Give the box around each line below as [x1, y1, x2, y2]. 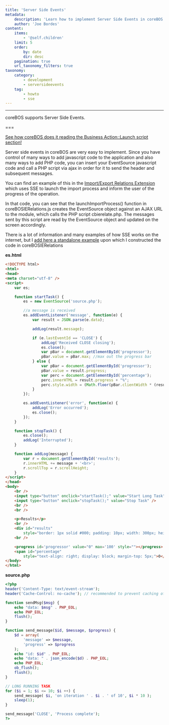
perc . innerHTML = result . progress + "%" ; [41, 377, 129, 382]
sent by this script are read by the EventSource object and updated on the [5, 217, 158, 223]
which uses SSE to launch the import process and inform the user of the [5, 185, 154, 191]
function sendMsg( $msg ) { [5, 600, 59, 605]
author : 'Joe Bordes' [14, 21, 59, 27]
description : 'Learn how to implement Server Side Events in [14, 17, 145, 22]
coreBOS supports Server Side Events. [5, 115, 86, 121]
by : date [23, 49, 42, 54]
